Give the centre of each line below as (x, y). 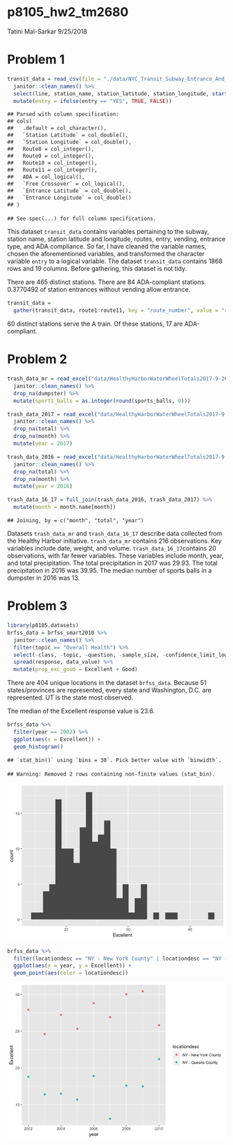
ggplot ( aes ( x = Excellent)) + (57, 739)
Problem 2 (37, 360)
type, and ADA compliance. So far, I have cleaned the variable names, (107, 246)
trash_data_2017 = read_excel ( (52, 414)
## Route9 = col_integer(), (51, 156)
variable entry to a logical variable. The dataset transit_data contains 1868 (115, 261)
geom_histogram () (38, 747)
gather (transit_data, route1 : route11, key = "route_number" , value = (116, 310)
